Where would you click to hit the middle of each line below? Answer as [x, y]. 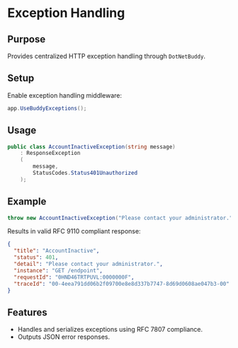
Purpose [27, 39]
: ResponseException [50, 153]
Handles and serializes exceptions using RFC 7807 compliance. [110, 330]
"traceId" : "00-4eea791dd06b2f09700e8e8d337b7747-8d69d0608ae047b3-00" [122, 284]
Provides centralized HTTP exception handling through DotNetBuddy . [107, 56]
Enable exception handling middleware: [65, 95]
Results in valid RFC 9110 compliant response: [74, 231]
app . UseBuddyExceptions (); [47, 108]
